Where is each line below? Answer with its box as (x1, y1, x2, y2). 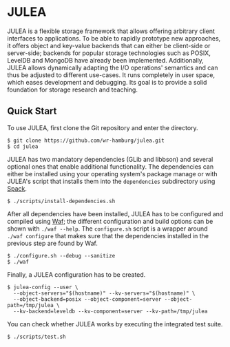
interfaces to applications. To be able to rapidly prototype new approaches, (7, 34, 221, 42)
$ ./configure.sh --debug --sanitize (7, 252, 116, 259)
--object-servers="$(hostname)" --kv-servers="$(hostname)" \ (13, 290, 196, 297)
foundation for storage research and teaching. (7, 85, 138, 94)
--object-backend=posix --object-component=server (13, 295, 162, 303)
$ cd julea (7, 143, 39, 150)
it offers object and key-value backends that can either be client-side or (7, 41, 211, 50)
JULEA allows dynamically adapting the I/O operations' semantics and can (7, 63, 218, 72)
